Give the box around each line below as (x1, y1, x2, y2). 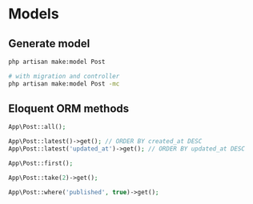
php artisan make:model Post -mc (8, 79, 120, 88)
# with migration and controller (8, 72, 120, 80)
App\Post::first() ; (8, 159, 74, 168)
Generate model (8, 37, 90, 50)
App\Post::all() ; (8, 123, 66, 131)
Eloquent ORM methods (8, 102, 130, 116)
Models (8, 5, 59, 23)
